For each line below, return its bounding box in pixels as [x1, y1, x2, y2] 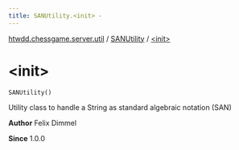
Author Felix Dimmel [8, 118, 77, 128]
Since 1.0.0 [8, 133, 46, 143]
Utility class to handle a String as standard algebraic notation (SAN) [8, 102, 232, 112]
